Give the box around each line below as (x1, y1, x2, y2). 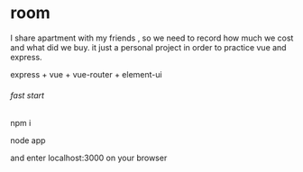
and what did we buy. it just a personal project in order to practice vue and (10, 41, 287, 52)
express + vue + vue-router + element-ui (10, 68, 162, 79)
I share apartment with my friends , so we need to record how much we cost (10, 32, 294, 43)
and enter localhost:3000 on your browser (10, 152, 168, 164)
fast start (10, 89, 44, 101)
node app (10, 135, 46, 146)
